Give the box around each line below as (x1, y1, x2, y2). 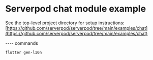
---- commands (5, 40, 38, 46)
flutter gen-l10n (5, 50, 42, 55)
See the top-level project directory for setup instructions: (5, 20, 125, 26)
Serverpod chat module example (5, 3, 146, 15)
